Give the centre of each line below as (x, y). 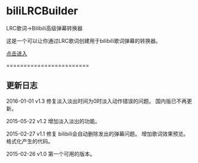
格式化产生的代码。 (30, 141)
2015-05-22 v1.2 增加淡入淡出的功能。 (53, 121)
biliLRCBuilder (42, 11)
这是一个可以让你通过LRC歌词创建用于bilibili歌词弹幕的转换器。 (83, 40)
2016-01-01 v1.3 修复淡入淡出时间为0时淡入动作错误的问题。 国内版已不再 (97, 101)
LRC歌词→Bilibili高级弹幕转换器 (44, 28)
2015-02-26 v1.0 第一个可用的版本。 (51, 153)
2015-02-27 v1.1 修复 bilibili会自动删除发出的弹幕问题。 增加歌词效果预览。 (98, 134)
